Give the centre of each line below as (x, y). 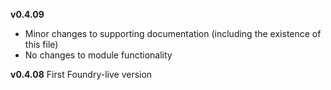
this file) (41, 44)
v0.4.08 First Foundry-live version (81, 74)
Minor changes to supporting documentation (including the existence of (173, 33)
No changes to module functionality (98, 55)
